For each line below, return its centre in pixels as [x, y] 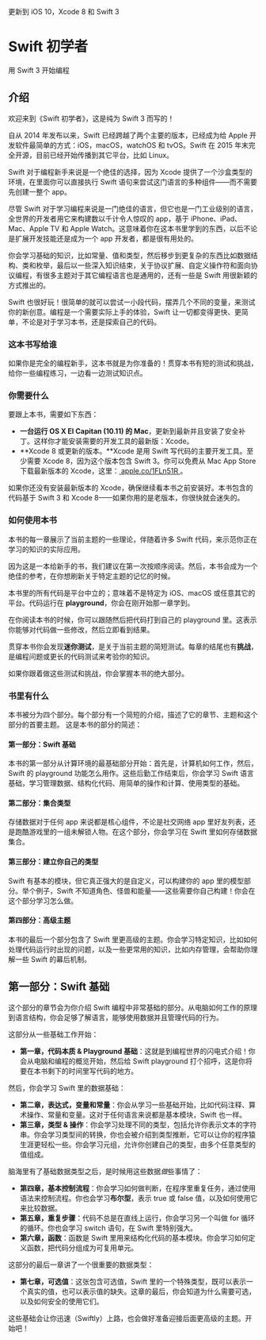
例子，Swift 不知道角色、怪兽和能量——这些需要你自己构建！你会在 [145, 890]
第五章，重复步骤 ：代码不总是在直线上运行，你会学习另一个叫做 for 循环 [137, 1218]
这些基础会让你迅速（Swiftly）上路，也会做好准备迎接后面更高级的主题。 [127, 1318]
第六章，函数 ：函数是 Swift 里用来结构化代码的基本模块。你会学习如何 [134, 1238]
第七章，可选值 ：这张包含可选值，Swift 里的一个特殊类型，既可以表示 [133, 1281]
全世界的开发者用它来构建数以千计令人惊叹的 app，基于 [99, 218]
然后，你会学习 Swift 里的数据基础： [67, 1087]
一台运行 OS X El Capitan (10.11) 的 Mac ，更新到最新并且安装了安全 [129, 431]
